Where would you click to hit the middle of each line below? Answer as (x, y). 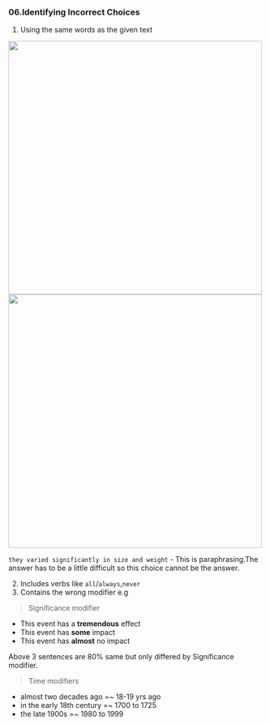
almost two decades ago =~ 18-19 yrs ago (90, 697)
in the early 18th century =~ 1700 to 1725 (88, 706)
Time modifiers (54, 681)
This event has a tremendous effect (80, 624)
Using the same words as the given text (86, 30)
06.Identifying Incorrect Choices (74, 12)
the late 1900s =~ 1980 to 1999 (72, 714)
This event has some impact (68, 633)
